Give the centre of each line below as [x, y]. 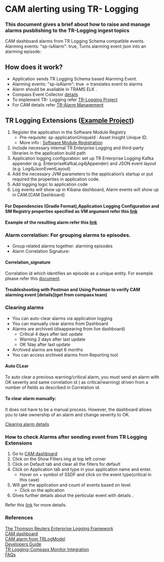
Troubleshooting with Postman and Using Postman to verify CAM [73, 290]
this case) [29, 480]
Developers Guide [23, 544]
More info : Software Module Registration [61, 143]
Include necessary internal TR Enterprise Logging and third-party [78, 148]
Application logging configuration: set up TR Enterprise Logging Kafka [83, 159]
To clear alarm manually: [31, 399]
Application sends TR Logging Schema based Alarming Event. [75, 79]
